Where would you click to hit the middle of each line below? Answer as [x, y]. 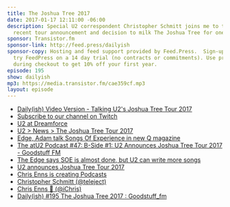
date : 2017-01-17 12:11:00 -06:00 [56, 20]
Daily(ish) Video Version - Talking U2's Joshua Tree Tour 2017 [105, 109]
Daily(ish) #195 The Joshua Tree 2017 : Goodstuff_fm [92, 196]
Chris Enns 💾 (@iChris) [49, 189]
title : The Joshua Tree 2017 [49, 13]
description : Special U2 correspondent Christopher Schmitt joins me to [113, 26]
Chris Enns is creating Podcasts [62, 174]
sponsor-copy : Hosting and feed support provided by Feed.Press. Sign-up [116, 52]
